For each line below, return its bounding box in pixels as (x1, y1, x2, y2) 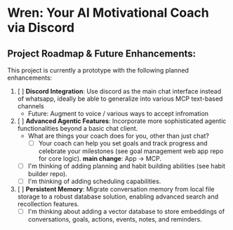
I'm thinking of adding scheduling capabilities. (27, 177, 161, 186)
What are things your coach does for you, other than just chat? (27, 131, 209, 140)
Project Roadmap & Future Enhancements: (7, 48, 197, 59)
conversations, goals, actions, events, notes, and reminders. (27, 215, 202, 224)
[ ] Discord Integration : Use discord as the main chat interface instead (17, 87, 222, 95)
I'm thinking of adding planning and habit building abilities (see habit (27, 162, 226, 171)
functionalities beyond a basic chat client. (17, 124, 138, 132)
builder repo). (27, 170, 68, 178)
